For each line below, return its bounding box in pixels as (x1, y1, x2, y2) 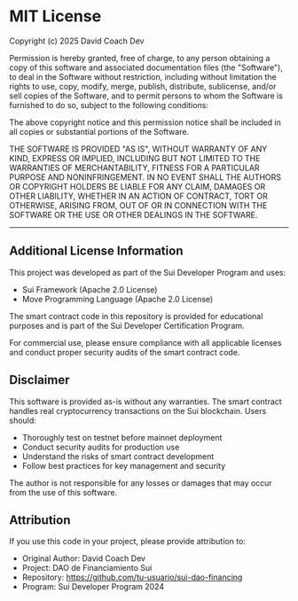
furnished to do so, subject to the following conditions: (9, 99, 208, 110)
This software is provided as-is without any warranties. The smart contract (9, 396, 282, 407)
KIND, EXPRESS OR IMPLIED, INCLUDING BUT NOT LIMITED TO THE (9, 152, 261, 163)
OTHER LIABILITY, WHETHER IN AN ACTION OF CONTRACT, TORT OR (9, 191, 268, 201)
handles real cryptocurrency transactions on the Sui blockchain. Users (9, 405, 267, 416)
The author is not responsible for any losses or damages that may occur (9, 477, 272, 488)
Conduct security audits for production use (21, 441, 180, 452)
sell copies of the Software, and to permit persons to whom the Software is (9, 90, 284, 101)
